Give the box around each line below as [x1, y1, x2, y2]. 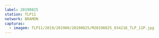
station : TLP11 [4, 12, 36, 17]
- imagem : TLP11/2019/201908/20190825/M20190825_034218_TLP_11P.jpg [9, 26, 155, 31]
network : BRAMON [4, 16, 38, 21]
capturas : [4, 21, 25, 26]
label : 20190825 [4, 7, 38, 12]
